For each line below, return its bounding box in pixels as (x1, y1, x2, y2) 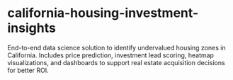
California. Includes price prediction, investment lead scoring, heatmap (7, 51, 215, 59)
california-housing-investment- (7, 5, 199, 21)
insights (7, 20, 57, 36)
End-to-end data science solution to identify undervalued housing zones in (7, 43, 226, 52)
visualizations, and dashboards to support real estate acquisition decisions (7, 58, 225, 67)
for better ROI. (7, 66, 50, 74)
